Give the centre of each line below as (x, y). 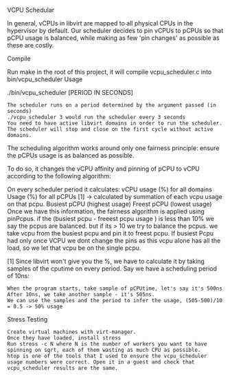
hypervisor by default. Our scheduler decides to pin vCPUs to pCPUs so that (115, 31)
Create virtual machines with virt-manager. (72, 332)
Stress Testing (27, 319)
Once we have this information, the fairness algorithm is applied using (106, 211)
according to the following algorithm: (59, 176)
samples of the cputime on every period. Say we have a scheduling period (112, 269)
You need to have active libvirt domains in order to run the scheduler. (115, 123)
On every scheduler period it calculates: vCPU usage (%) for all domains (110, 189)
